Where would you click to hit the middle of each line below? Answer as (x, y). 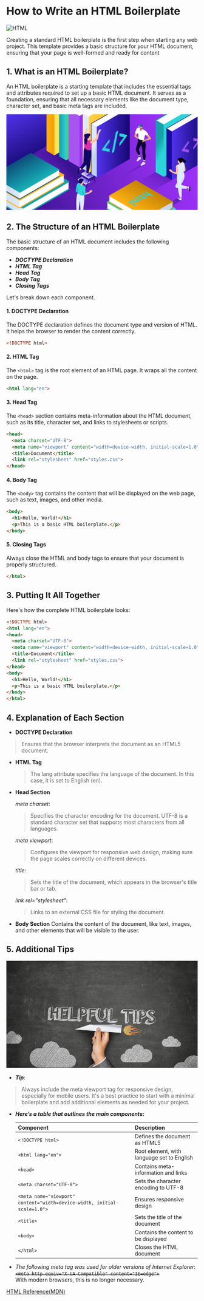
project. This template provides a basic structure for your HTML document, (100, 46)
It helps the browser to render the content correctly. (71, 331)
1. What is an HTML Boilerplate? (67, 72)
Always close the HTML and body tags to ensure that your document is (95, 558)
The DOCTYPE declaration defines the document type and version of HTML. (102, 324)
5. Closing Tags (26, 545)
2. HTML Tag (23, 357)
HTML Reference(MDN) (36, 1292)
